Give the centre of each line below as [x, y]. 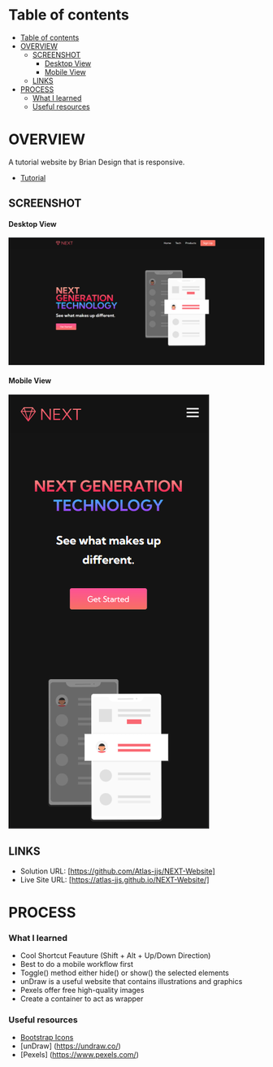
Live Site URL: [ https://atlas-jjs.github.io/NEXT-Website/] [115, 879]
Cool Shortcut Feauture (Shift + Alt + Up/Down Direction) [115, 956]
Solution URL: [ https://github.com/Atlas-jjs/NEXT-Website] [117, 871]
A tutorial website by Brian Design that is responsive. [97, 162]
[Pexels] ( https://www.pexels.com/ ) [80, 1055]
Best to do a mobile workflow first [77, 964]
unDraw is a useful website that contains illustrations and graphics [131, 981]
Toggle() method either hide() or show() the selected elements [124, 973]
